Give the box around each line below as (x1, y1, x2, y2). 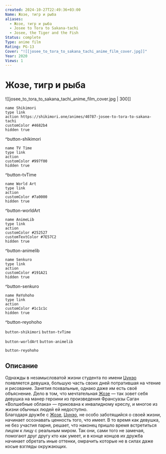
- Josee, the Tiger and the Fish (9, 30, 79, 35)
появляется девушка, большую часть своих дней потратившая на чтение (5, 380, 161, 386)
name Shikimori (5, 105, 37, 111)
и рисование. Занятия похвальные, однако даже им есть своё (5, 385, 137, 391)
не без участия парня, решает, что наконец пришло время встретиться (5, 422, 157, 428)
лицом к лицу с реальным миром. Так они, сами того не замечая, (5, 428, 145, 433)
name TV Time (5, 146, 32, 151)
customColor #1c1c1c (5, 306, 48, 311)
